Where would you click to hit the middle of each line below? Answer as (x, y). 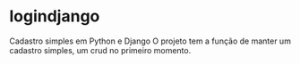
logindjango (55, 16)
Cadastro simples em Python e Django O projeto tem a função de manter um (150, 41)
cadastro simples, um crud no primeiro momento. (100, 50)
